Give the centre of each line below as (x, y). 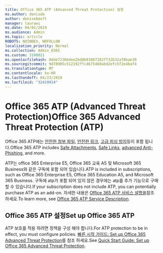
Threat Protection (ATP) (54, 127)
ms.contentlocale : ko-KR (30, 73)
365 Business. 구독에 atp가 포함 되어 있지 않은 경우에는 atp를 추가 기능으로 (77, 180)
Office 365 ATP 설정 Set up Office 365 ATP (70, 215)
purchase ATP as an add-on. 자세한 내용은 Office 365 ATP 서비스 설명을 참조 (80, 192)
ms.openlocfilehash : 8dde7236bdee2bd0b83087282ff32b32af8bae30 (71, 60)
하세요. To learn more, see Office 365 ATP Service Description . (68, 199)
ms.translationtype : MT (29, 69)
